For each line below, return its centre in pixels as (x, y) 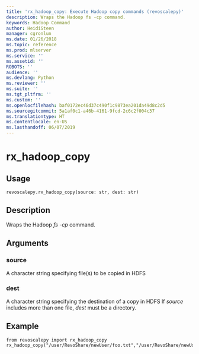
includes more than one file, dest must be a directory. (71, 307)
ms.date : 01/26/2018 (32, 39)
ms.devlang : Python (30, 78)
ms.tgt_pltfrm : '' (29, 94)
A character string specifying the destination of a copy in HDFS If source (95, 301)
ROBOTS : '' (20, 67)
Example (23, 326)
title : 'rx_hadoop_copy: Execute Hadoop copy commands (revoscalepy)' (95, 12)
